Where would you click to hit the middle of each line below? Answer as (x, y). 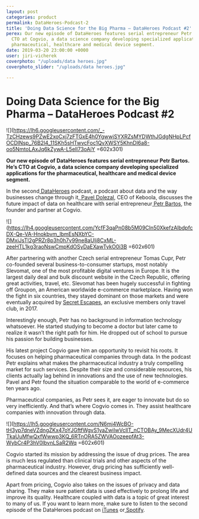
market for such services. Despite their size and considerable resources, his (99, 370)
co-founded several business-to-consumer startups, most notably (87, 265)
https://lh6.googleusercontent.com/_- (59, 130)
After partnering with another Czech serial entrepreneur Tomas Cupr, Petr (96, 258)
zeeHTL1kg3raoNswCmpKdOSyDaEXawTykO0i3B (67, 247)
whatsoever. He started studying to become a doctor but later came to (92, 326)
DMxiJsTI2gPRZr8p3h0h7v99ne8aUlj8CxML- (61, 240)
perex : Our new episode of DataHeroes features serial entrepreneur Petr (99, 34)
